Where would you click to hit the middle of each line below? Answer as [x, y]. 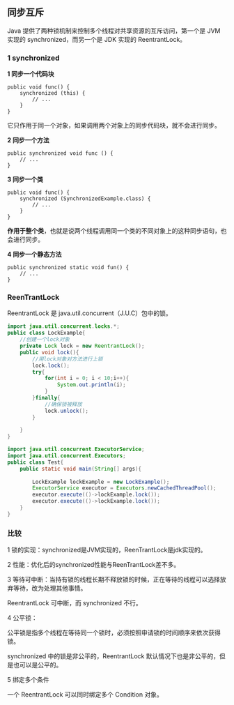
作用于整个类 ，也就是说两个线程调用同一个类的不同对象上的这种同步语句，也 [117, 231]
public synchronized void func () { [60, 153]
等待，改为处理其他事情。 [50, 589]
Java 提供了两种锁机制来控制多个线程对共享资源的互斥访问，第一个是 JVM [114, 31]
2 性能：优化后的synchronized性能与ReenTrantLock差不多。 [94, 565]
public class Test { [36, 462]
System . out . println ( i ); [92, 385]
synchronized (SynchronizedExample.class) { [85, 199]
